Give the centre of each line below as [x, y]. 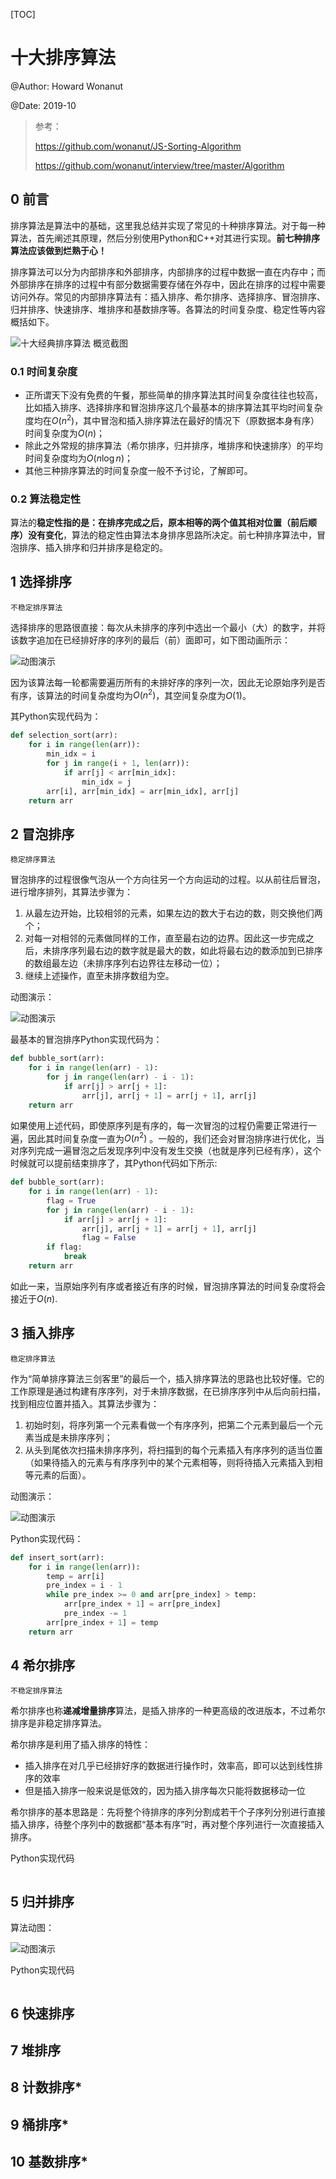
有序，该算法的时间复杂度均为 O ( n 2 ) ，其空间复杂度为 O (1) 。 [131, 694]
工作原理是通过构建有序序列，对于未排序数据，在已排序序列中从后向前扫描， [168, 1391]
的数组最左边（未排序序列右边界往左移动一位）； [123, 963]
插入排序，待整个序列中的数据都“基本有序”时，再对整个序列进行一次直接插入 [167, 1825]
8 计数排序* [46, 2087]
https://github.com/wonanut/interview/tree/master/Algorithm [159, 165]
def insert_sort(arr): [57, 1557]
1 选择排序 [41, 582]
